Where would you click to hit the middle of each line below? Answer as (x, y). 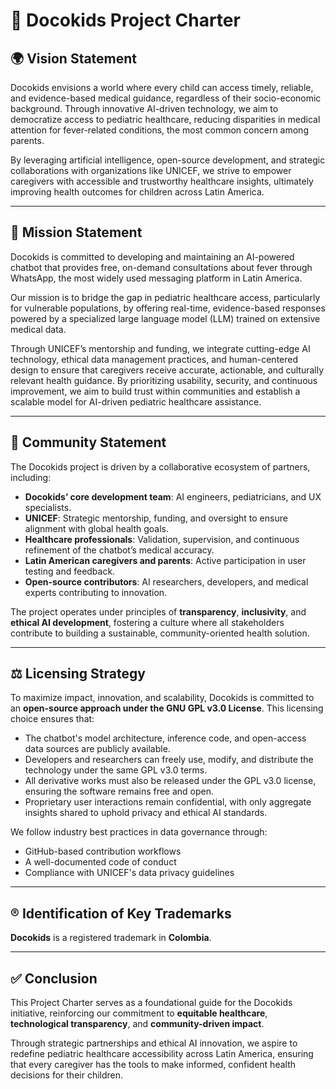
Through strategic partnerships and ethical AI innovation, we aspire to (154, 1043)
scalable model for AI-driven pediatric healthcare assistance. (136, 401)
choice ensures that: (52, 719)
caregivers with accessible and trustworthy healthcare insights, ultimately (162, 181)
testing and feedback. (70, 571)
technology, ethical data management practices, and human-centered (154, 359)
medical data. (38, 329)
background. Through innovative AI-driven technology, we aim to (144, 108)
